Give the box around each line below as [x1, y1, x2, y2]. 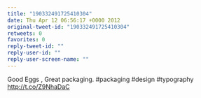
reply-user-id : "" [7, 50, 61, 57]
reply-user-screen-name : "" [7, 56, 90, 63]
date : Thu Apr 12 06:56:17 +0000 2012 [7, 17, 120, 24]
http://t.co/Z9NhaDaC [7, 82, 70, 91]
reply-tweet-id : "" [7, 43, 64, 50]
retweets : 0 [7, 29, 42, 37]
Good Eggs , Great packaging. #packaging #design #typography [7, 75, 194, 83]
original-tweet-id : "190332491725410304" [7, 23, 130, 30]
